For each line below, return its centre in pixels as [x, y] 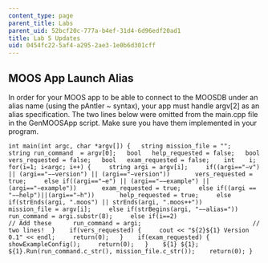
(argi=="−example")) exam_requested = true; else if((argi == [132, 188]
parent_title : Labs [41, 23]
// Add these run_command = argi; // [134, 223]
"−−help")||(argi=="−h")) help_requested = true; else [120, 195]
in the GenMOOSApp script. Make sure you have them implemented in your [133, 123]
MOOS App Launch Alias [71, 78]
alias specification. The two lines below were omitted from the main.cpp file [133, 114]
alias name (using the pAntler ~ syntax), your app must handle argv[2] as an [134, 106]
